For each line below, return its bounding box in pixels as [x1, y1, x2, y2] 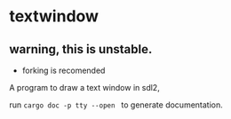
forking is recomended [21, 65, 106, 75]
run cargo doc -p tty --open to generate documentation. [9, 99, 224, 110]
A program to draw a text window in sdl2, [9, 83, 160, 92]
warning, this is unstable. [9, 42, 153, 57]
